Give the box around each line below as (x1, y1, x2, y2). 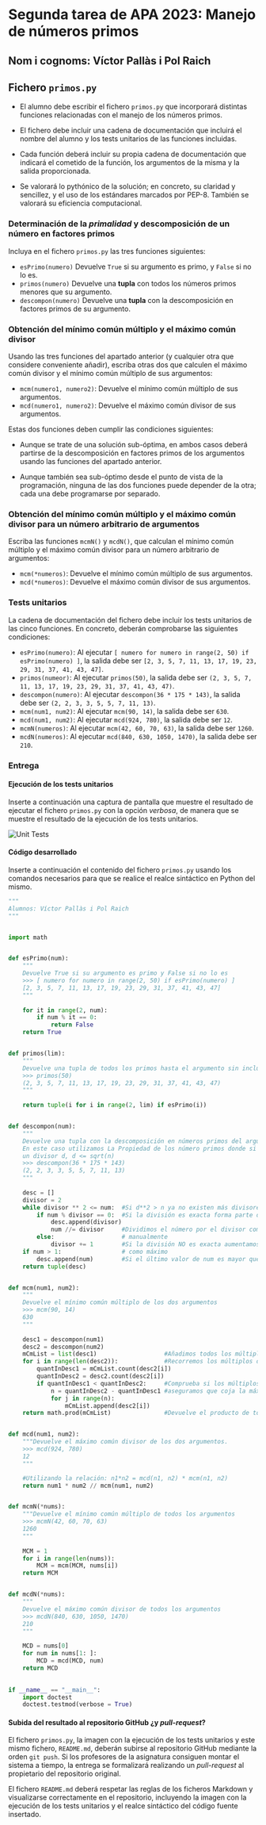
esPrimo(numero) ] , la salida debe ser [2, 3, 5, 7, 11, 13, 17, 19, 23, (19, 656, 257, 665)
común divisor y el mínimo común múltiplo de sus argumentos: (8, 368, 213, 378)
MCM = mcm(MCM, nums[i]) (36, 1562, 119, 1570)
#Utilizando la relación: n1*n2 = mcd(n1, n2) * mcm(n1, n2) (22, 1474, 228, 1482)
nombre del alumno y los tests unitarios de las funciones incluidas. (19, 134, 237, 144)
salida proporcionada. (19, 167, 91, 176)
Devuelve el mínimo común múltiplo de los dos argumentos (22, 1298, 218, 1306)
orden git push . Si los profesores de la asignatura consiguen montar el (8, 1752, 240, 1762)
